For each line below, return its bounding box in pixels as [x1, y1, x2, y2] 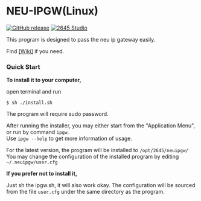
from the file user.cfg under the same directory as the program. [6, 188, 165, 196]
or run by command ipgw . [6, 129, 69, 136]
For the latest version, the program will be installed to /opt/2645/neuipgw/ [6, 147, 189, 154]
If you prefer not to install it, [6, 170, 77, 177]
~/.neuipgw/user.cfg [6, 159, 59, 165]
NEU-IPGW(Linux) [6, 4, 98, 18]
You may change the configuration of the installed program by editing [6, 153, 179, 161]
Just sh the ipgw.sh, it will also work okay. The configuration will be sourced [6, 182, 196, 189]
